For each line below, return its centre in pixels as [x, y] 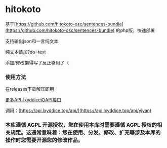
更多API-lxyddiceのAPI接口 [33, 100]
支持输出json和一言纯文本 [32, 41]
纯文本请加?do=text [26, 52]
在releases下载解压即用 [30, 89]
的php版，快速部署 [135, 30]
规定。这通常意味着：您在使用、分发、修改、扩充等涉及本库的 [86, 133]
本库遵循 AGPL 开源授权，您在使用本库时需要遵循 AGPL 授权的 [81, 125]
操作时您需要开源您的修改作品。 [44, 140]
